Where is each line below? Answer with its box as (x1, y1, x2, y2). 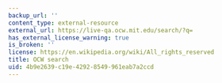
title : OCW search (8, 56, 69, 64)
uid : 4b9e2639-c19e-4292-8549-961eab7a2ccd (8, 63, 155, 71)
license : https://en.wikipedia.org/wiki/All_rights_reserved (8, 48, 215, 56)
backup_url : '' (8, 11, 59, 20)
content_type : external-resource (8, 19, 119, 27)
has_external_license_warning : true (8, 33, 129, 42)
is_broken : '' (8, 41, 55, 49)
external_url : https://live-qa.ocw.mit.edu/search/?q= (8, 26, 193, 34)
